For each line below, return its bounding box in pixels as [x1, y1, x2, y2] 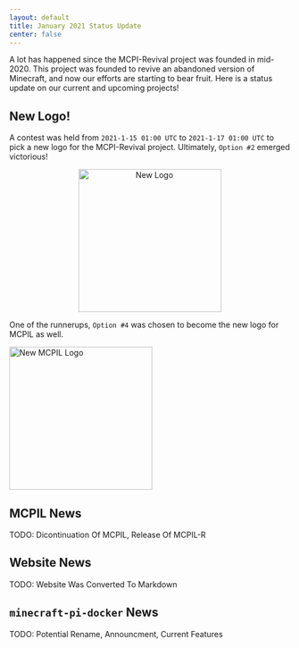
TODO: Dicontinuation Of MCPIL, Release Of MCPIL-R [9, 529, 207, 540]
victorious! [9, 151, 48, 162]
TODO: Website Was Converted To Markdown [9, 578, 178, 590]
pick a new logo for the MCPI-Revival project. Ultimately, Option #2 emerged [9, 142, 290, 153]
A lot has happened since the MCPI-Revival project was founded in [9, 55, 256, 65]
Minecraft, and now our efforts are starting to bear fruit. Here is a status [9, 73, 273, 84]
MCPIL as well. [9, 329, 64, 340]
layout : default [9, 13, 70, 22]
